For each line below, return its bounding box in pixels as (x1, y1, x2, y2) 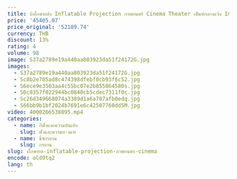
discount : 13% (7, 37, 49, 44)
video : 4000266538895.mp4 (7, 109, 83, 116)
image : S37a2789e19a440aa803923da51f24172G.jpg (7, 56, 150, 63)
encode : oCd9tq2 (7, 154, 55, 162)
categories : (7, 115, 42, 122)
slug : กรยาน (20, 142, 52, 149)
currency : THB (7, 30, 49, 37)
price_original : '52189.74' (7, 23, 90, 30)
